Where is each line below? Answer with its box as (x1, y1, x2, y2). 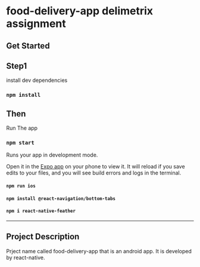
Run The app (6, 124, 37, 132)
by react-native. (6, 254, 45, 261)
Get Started (6, 41, 50, 51)
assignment (6, 17, 67, 30)
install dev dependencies (6, 76, 68, 84)
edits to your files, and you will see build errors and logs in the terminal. (6, 169, 182, 177)
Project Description (6, 232, 80, 242)
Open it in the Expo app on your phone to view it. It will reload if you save (6, 163, 186, 170)
